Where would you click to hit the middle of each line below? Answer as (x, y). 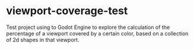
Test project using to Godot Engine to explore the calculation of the (88, 27)
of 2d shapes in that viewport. (43, 40)
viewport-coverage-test (67, 11)
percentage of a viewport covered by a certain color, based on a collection (97, 33)
